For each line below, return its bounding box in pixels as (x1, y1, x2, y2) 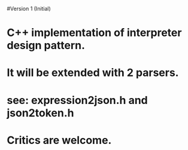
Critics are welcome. (7, 133, 112, 147)
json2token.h (7, 106, 74, 120)
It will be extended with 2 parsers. (7, 66, 179, 79)
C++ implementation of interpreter (7, 26, 182, 39)
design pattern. (7, 39, 86, 53)
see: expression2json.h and (7, 93, 148, 107)
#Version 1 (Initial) (7, 5, 51, 12)
